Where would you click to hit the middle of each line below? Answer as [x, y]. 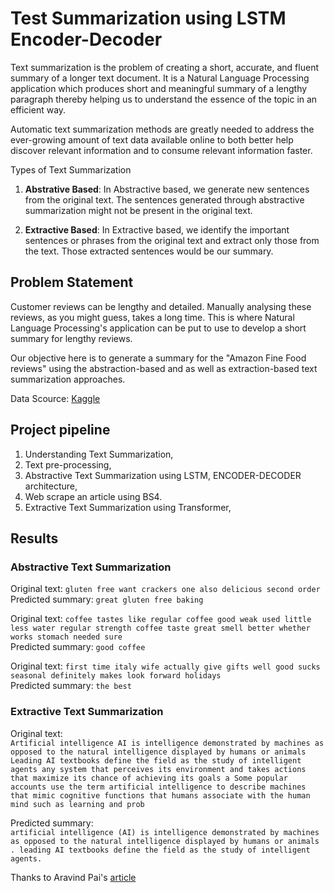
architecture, [51, 486]
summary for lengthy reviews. [71, 338]
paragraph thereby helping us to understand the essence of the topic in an [164, 99]
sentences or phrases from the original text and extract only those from [172, 240]
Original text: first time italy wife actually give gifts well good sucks [165, 666]
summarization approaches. [68, 379]
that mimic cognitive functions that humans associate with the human [160, 795]
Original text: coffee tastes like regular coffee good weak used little [161, 619]
